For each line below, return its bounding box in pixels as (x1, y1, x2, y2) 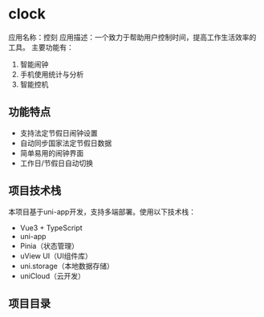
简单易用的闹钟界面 (19, 148, 84, 157)
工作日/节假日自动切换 (19, 158, 94, 168)
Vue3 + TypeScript (19, 222, 83, 233)
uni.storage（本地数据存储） (19, 261, 114, 270)
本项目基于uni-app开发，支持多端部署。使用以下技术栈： (8, 206, 197, 217)
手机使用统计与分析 (19, 69, 84, 79)
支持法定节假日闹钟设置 (19, 128, 98, 137)
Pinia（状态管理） (19, 241, 79, 250)
